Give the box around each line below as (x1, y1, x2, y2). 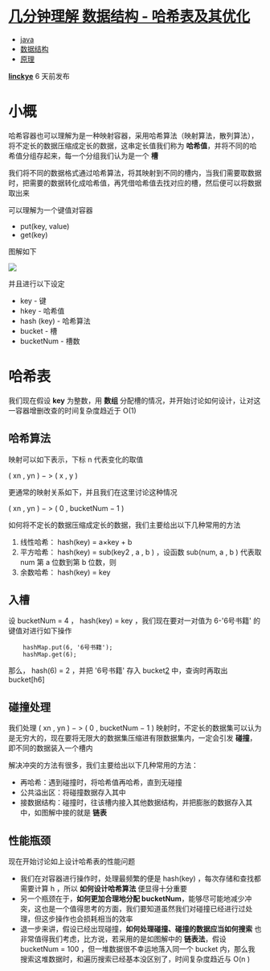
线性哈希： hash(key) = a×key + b (19, 537, 133, 546)
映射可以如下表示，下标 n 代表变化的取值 (8, 454, 144, 464)
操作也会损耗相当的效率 (55, 914, 133, 923)
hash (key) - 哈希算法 (19, 316, 91, 326)
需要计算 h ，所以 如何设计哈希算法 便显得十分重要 (19, 884, 187, 894)
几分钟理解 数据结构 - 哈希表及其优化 (8, 7, 251, 26)
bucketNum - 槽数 (19, 336, 80, 346)
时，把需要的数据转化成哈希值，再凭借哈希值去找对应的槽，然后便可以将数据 (8, 178, 262, 188)
